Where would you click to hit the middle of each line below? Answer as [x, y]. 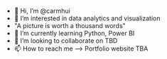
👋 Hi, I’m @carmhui [42, 11]
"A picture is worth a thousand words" [70, 26]
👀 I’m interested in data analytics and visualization [87, 18]
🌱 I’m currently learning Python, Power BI [74, 33]
